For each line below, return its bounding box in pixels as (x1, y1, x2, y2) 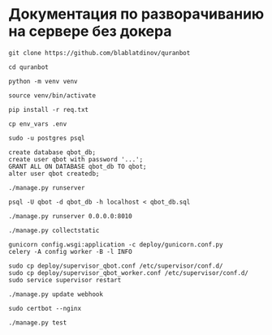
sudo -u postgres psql (8, 134, 85, 142)
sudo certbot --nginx (8, 304, 82, 312)
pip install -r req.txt (8, 105, 89, 114)
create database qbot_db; (8, 148, 96, 157)
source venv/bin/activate (8, 91, 96, 100)
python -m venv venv (8, 77, 79, 85)
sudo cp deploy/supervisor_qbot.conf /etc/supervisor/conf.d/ (8, 261, 223, 270)
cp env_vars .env (8, 119, 67, 128)
